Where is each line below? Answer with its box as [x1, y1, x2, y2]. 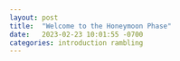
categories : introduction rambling [9, 38, 144, 48]
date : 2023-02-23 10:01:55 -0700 [9, 30, 144, 39]
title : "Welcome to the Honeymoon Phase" [9, 22, 172, 30]
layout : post [9, 13, 59, 22]
